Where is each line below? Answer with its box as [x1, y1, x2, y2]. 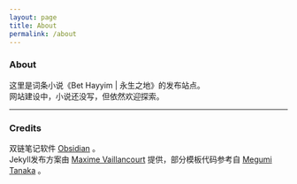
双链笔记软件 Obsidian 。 [9, 142, 101, 153]
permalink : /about [9, 29, 77, 38]
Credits [9, 121, 42, 134]
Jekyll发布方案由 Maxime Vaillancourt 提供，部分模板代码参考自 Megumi [9, 154, 272, 165]
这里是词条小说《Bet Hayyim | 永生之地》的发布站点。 [9, 80, 205, 90]
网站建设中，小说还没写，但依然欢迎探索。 [9, 90, 164, 102]
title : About [9, 21, 57, 30]
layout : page [9, 12, 57, 22]
